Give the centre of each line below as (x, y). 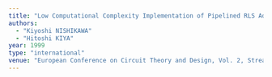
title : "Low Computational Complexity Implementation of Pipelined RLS (132, 16)
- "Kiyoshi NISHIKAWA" (54, 30)
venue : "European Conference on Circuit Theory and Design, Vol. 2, (126, 61)
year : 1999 (27, 46)
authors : (23, 23)
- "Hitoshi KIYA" (45, 38)
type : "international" (47, 53)
